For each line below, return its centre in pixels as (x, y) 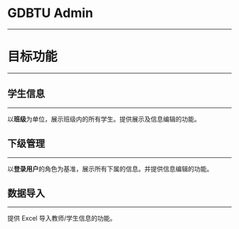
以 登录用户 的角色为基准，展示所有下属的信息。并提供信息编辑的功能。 (110, 169)
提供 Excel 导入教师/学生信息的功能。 (62, 218)
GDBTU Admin (51, 13)
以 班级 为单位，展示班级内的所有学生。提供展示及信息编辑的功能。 (104, 119)
